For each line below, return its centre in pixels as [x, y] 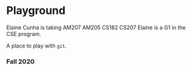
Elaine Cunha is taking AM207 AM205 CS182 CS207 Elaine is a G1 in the [96, 27]
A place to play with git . [36, 46]
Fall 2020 [21, 61]
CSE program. [24, 33]
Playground [36, 11]
